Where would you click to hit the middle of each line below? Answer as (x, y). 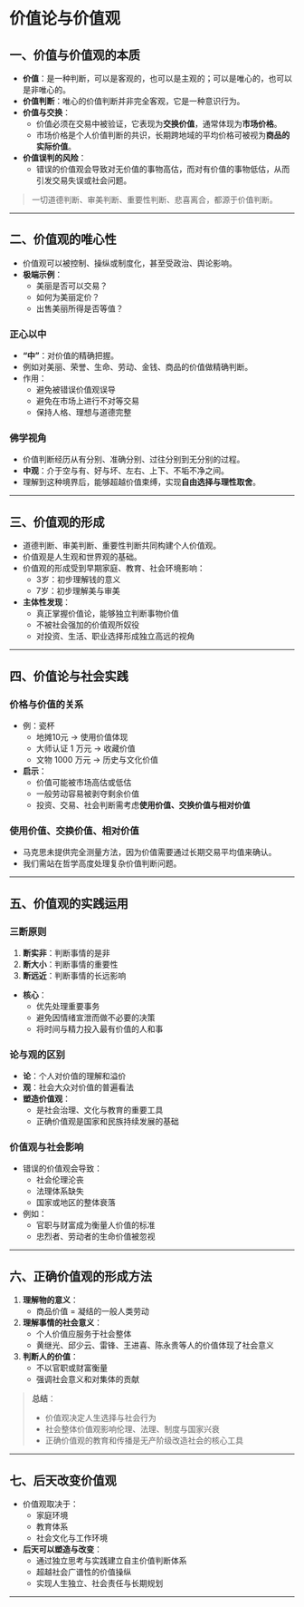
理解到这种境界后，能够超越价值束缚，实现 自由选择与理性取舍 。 (141, 482)
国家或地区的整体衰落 (76, 1203)
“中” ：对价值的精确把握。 (71, 355)
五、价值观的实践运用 (69, 903)
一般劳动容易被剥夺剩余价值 (88, 794)
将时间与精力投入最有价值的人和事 (100, 1028)
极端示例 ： (43, 274)
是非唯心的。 (46, 90)
